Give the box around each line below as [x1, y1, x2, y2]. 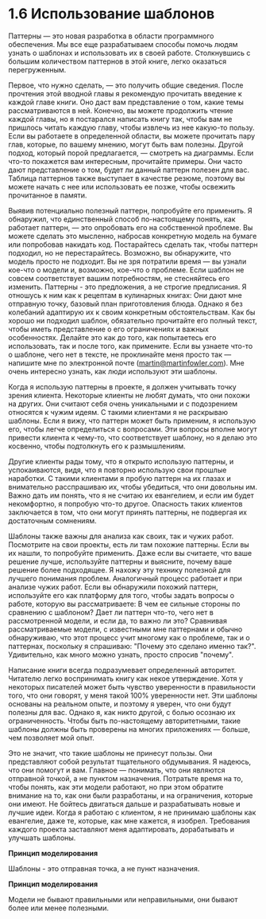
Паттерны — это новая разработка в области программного [8, 31, 214, 41]
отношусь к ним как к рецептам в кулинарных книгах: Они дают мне [8, 290, 242, 299]
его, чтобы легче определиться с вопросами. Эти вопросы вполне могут [8, 424, 258, 434]
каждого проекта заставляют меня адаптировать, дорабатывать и [8, 824, 234, 834]
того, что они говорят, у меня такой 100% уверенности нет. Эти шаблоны [8, 690, 258, 700]
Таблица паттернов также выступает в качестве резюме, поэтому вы [8, 173, 245, 183]
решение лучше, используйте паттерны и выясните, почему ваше [8, 557, 233, 566]
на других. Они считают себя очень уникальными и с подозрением [8, 399, 238, 409]
